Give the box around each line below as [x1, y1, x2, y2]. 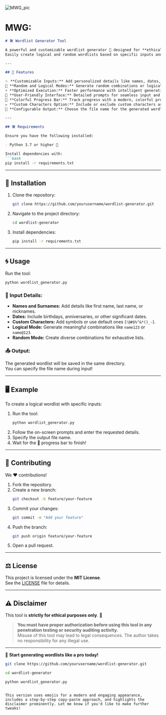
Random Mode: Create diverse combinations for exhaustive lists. [12, 334, 145, 340]
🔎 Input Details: [5, 292, 43, 299]
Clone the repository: [12, 192, 56, 198]
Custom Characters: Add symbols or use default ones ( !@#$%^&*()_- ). [12, 319, 156, 325]
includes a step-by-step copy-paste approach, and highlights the [5, 697, 145, 702]
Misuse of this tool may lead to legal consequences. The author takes [17, 633, 159, 639]
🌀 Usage [5, 257, 30, 265]
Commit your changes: [12, 505, 59, 511]
